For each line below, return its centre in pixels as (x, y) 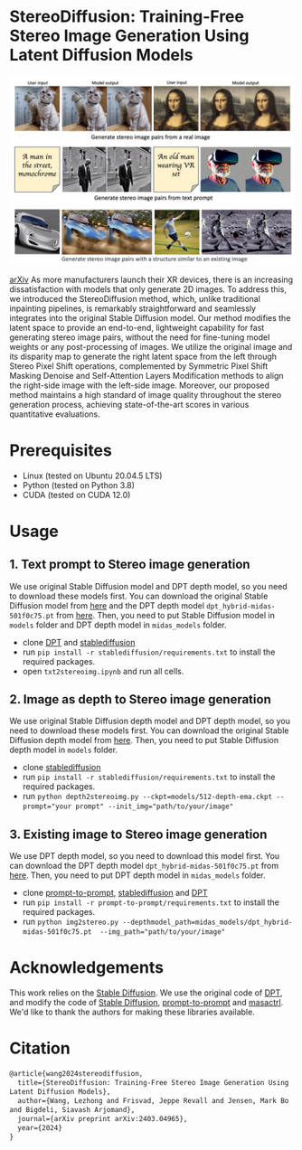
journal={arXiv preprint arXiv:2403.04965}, (103, 1119)
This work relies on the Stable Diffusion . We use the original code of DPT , (146, 993)
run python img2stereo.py (71, 922)
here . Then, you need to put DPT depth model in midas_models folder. (137, 875)
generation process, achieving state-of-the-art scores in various (129, 404)
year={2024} (40, 1128)
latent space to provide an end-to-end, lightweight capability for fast (137, 327)
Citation (40, 1048)
